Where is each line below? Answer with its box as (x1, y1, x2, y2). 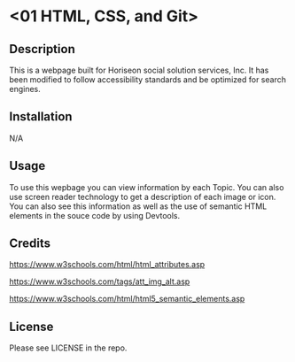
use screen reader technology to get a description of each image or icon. (9, 191, 276, 202)
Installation (9, 109, 73, 125)
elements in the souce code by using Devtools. (9, 210, 181, 220)
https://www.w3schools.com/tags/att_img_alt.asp (9, 276, 190, 287)
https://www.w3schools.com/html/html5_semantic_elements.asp (9, 294, 245, 304)
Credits (9, 236, 51, 251)
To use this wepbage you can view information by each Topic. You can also (9, 181, 284, 192)
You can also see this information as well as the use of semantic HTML (9, 201, 268, 212)
